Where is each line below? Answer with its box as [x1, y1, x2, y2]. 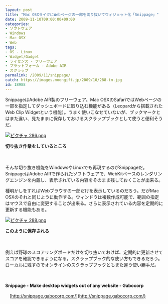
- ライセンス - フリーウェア [5, 59, 58, 64]
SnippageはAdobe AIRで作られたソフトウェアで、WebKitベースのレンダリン [5, 170, 162, 176]
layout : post [5, 7, 33, 13]
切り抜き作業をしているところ [5, 143, 67, 149]
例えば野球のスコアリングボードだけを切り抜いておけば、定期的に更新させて [5, 249, 163, 255]
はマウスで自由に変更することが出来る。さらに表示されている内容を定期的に [5, 200, 163, 206]
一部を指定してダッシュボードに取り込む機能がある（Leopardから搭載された [5, 103, 163, 109]
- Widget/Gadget [5, 54, 39, 59]
